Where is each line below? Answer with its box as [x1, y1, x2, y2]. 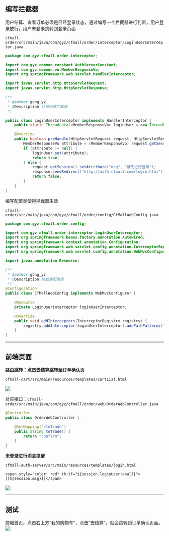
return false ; [32, 174, 62, 179]
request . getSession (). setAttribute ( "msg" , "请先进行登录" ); [32, 165, 156, 170]
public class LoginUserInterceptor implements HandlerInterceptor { [5, 118, 152, 123]
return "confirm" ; [23, 433, 62, 438]
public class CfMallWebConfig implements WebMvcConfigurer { [5, 291, 136, 296]
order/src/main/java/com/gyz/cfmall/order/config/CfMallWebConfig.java [5, 212, 158, 217]
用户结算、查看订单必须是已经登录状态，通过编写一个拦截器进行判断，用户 [5, 19, 159, 25]
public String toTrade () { [14, 429, 71, 434]
